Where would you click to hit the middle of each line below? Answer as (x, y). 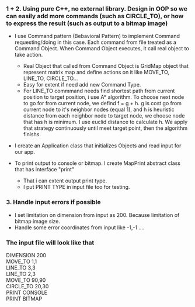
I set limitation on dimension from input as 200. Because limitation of (97, 215)
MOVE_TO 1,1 (22, 261)
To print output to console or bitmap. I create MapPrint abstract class (97, 163)
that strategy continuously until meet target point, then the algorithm (105, 128)
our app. (25, 152)
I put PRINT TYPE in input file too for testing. (76, 187)
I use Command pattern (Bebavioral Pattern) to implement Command (97, 36)
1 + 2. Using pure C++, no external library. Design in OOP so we (97, 9)
